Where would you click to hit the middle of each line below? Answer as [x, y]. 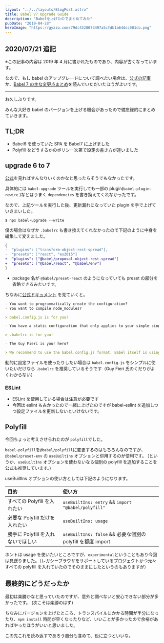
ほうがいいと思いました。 [52, 625]
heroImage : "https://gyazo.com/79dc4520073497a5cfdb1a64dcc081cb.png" [78, 28]
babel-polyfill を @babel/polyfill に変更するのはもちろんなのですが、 [75, 450]
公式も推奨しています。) [28, 468]
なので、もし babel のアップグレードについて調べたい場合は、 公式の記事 [78, 78]
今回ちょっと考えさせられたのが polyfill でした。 [55, 439]
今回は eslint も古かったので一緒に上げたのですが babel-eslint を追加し [83, 405]
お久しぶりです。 [22, 99]
